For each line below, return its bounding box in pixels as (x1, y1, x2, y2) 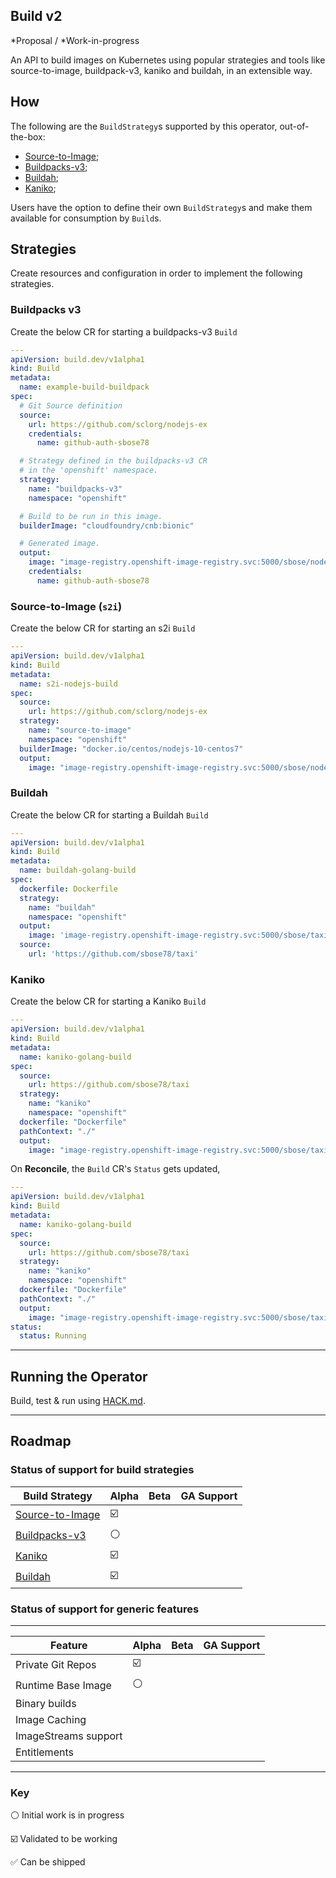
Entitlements (15, 1745, 74, 1759)
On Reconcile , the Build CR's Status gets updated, (10, 1163, 221, 1175)
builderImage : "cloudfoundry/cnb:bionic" (19, 520, 195, 531)
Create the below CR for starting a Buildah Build (10, 809, 209, 821)
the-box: (10, 130, 46, 143)
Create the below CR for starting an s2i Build (10, 622, 196, 634)
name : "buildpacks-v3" (28, 484, 123, 494)
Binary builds (15, 1697, 77, 1711)
